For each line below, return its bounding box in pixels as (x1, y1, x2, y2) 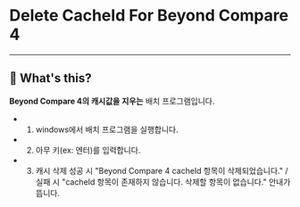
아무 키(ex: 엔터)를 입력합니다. (35, 145, 141, 155)
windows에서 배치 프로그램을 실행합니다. (35, 124, 179, 135)
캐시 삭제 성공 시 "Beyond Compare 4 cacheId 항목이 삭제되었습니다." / (35, 165, 288, 176)
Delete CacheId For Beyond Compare (9, 5, 288, 26)
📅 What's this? (9, 70, 92, 86)
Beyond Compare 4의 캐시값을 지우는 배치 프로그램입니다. (9, 95, 215, 106)
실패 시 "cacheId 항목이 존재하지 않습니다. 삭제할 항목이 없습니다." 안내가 (35, 176, 291, 187)
